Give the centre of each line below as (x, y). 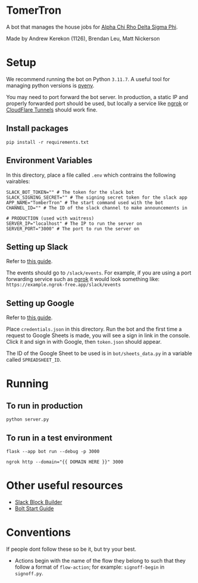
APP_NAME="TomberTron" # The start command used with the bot (85, 203)
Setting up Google (40, 303)
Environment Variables (49, 161)
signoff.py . (29, 573)
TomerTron (34, 10)
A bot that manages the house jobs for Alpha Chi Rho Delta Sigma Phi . (92, 27)
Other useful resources (65, 485)
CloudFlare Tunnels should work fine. (52, 109)
